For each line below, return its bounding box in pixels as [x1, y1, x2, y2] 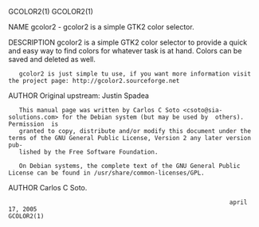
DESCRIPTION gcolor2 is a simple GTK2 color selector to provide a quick [8, 37, 248, 47]
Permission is [8, 120, 59, 128]
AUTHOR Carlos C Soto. [8, 183, 88, 192]
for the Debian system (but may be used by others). [61, 113, 245, 121]
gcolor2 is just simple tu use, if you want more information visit [18, 70, 251, 78]
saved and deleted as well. [8, 55, 96, 64]
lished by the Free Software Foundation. [18, 148, 159, 156]
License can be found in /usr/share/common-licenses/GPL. [8, 169, 205, 177]
